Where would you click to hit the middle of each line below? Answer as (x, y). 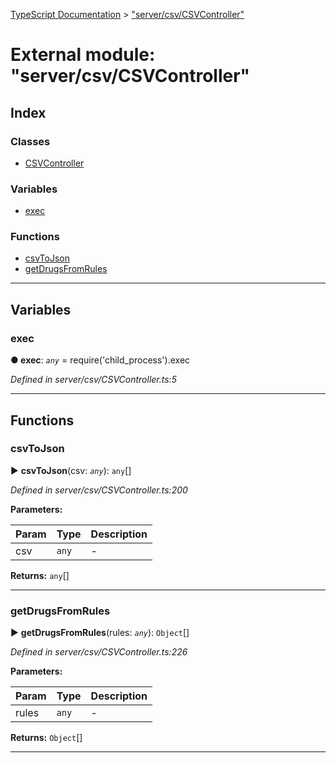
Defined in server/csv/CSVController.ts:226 (99, 652)
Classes (30, 141)
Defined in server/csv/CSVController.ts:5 (93, 380)
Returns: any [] (40, 575)
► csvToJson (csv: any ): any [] (71, 470)
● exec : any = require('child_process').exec (100, 360)
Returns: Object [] (46, 738)
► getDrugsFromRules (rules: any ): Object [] (100, 633)
